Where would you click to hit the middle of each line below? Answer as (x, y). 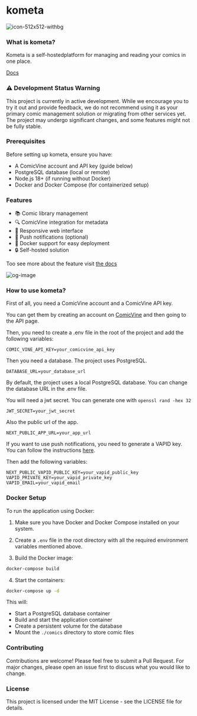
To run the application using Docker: (50, 510)
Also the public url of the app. (42, 422)
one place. (19, 61)
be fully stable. (24, 126)
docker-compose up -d (33, 591)
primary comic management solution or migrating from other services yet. (96, 114)
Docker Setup (26, 498)
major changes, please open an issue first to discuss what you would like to (98, 667)
